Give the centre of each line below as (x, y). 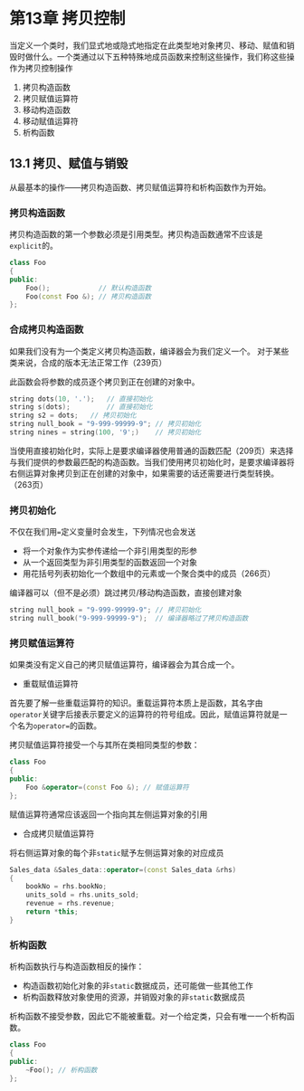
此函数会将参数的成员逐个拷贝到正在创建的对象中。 (104, 382)
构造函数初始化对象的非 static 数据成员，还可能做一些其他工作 (138, 986)
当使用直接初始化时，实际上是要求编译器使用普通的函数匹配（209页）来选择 (152, 451)
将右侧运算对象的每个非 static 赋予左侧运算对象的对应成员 (117, 852)
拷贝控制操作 (49, 68)
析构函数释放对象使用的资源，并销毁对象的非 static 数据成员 (134, 997)
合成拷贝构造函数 (47, 329)
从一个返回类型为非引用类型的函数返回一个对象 (109, 563)
